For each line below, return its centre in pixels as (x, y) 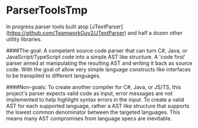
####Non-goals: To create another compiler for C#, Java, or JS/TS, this (94, 87)
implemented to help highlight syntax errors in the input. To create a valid (95, 99)
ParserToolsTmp (47, 10)
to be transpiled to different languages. (53, 76)
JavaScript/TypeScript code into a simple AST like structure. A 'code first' (96, 57)
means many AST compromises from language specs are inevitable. (89, 118)
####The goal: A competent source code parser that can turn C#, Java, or (97, 50)
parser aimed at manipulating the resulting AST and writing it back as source (99, 63)
